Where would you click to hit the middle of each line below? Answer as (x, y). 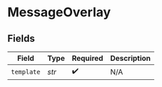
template (26, 72)
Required (87, 58)
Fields (21, 39)
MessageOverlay (59, 12)
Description (131, 58)
